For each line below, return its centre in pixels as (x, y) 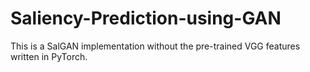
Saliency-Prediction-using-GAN (146, 18)
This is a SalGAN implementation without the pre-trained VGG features (155, 46)
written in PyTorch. (49, 56)
